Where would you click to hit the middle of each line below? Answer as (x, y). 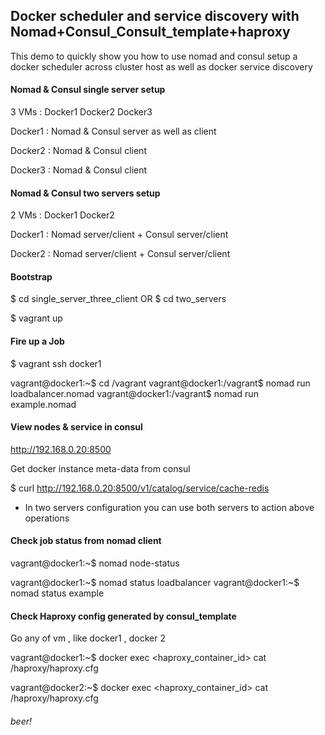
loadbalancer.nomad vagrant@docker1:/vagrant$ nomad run (134, 393)
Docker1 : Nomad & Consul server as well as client (113, 131)
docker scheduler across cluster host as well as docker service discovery (161, 66)
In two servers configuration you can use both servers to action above (169, 507)
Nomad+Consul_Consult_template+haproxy (150, 32)
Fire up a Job (37, 341)
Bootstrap (31, 276)
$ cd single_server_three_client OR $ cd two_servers (118, 299)
